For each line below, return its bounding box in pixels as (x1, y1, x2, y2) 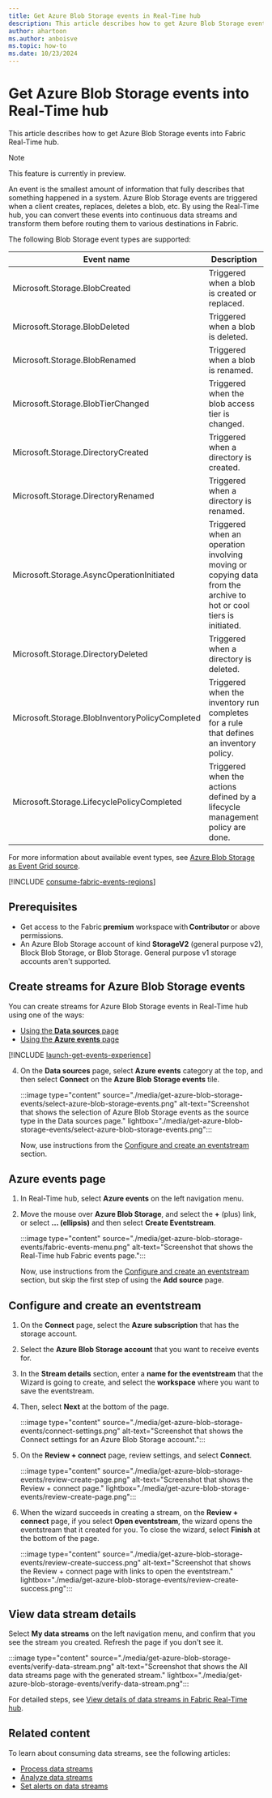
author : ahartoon (8, 27, 67, 35)
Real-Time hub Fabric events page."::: (19, 1251, 147, 1261)
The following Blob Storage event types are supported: (8, 234, 192, 244)
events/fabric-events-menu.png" (19, 1242, 131, 1252)
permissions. (19, 930, 63, 940)
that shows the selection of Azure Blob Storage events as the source (19, 1107, 249, 1117)
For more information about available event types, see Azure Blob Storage (8, 852, 255, 862)
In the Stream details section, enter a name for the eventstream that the (19, 1369, 264, 1379)
